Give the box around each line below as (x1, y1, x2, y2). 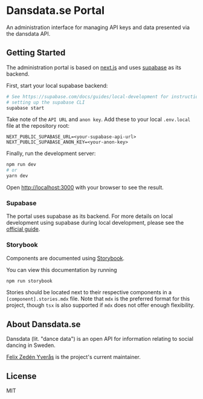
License (6, 371, 37, 381)
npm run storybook (6, 278, 53, 284)
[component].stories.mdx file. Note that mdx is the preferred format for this (6, 295, 190, 303)
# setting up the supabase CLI (6, 99, 85, 105)
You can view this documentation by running (6, 266, 117, 273)
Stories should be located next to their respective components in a (6, 289, 172, 296)
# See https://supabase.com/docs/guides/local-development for (6, 93, 169, 100)
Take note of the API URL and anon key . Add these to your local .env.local (6, 116, 191, 123)
